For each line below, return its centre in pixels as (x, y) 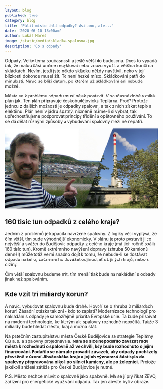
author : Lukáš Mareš (26, 36)
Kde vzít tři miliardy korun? (47, 294)
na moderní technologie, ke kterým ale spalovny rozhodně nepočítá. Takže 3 (81, 321)
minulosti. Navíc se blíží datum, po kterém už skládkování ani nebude (74, 81)
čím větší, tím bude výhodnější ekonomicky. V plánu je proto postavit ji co (78, 239)
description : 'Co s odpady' (33, 46)
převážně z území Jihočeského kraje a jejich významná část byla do (75, 357)
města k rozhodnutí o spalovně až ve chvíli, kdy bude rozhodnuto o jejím (79, 346)
